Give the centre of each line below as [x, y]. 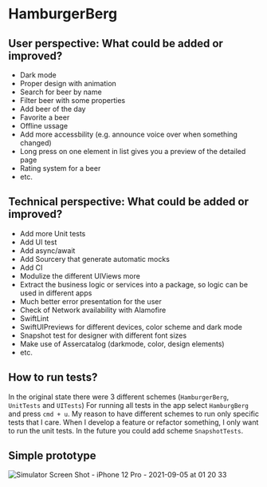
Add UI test [38, 242]
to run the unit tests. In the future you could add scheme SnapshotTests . [126, 430]
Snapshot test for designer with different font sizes [103, 335]
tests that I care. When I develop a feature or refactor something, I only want [133, 422]
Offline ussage [44, 126]
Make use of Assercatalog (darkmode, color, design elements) [122, 343]
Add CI [31, 267]
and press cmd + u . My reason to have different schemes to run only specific [134, 414]
